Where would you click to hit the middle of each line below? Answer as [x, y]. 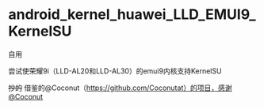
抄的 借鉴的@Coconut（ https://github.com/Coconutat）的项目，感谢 [120, 88]
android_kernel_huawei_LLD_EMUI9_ [132, 15]
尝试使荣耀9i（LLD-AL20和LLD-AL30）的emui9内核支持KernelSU [115, 71]
